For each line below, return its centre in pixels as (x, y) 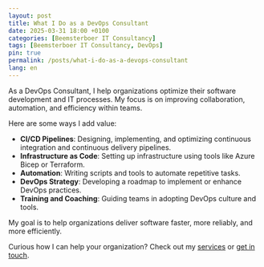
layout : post (30, 16)
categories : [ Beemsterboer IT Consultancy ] (82, 38)
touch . (19, 255)
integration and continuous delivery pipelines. (95, 147)
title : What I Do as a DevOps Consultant (79, 23)
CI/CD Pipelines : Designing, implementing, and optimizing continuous (135, 139)
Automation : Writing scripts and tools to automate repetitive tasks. (130, 172)
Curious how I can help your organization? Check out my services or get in (132, 246)
